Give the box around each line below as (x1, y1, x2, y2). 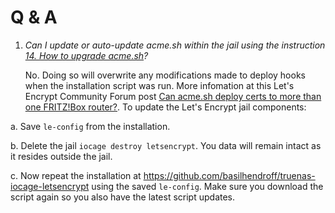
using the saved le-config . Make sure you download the (91, 180, 324, 192)
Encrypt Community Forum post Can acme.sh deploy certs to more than (24, 90, 322, 102)
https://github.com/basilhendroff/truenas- (143, 169, 316, 181)
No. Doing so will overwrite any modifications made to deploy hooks (24, 69, 306, 81)
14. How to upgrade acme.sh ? (24, 49, 149, 61)
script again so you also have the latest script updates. (10, 191, 236, 203)
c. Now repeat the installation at (10, 169, 142, 181)
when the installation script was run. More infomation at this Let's (24, 79, 295, 91)
